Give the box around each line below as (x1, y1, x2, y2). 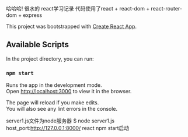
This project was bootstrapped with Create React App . (6, 23, 137, 30)
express (23, 12, 43, 19)
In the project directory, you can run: (6, 55, 94, 62)
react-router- (151, 5, 183, 12)
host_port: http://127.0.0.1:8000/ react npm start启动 (6, 125, 130, 132)
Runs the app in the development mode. (6, 82, 102, 89)
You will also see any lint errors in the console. (6, 106, 118, 113)
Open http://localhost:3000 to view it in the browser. (6, 88, 132, 95)
